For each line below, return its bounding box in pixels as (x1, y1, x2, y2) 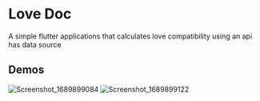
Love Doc (8, 5, 72, 23)
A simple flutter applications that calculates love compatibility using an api (8, 31, 253, 41)
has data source (8, 39, 62, 49)
